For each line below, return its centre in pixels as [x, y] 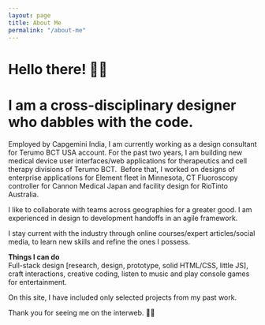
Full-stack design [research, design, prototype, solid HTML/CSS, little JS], [128, 265]
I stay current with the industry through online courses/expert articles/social [132, 233]
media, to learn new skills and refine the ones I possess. [99, 241]
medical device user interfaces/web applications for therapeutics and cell [127, 161]
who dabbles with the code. [101, 122]
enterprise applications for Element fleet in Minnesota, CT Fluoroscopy [123, 177]
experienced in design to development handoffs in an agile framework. [123, 218]
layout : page [30, 15]
